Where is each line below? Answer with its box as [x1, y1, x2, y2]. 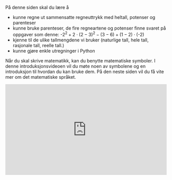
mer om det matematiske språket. [5, 74, 76, 80]
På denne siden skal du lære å [5, 5, 69, 10]
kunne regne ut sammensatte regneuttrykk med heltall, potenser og [12, 14, 156, 20]
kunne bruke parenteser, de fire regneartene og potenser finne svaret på [12, 25, 166, 31]
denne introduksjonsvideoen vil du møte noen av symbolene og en [5, 63, 146, 69]
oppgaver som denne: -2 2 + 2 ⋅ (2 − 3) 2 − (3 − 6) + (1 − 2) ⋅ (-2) [12, 31, 144, 37]
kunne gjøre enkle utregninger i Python [12, 48, 95, 54]
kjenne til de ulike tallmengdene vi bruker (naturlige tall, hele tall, [12, 37, 149, 43]
